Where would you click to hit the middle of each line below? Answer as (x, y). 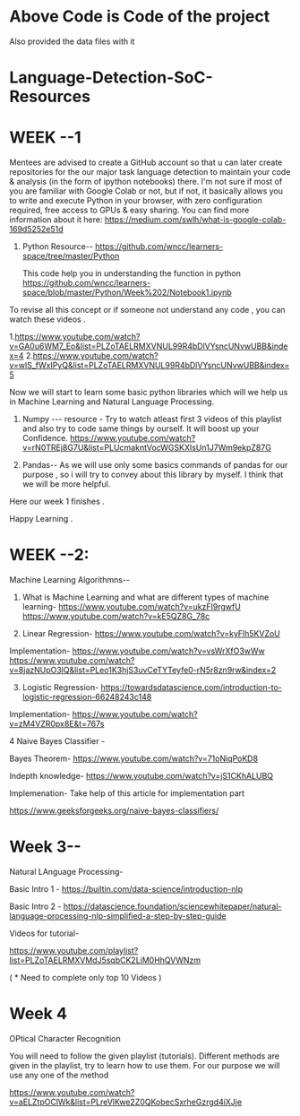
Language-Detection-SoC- (111, 78)
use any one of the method (59, 1075)
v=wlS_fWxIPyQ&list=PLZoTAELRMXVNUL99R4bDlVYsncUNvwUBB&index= (150, 366)
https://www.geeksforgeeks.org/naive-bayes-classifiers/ (114, 810)
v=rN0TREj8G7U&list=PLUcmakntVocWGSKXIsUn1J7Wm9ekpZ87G (146, 448)
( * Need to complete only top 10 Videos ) (86, 977)
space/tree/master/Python (71, 256)
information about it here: (56, 220)
